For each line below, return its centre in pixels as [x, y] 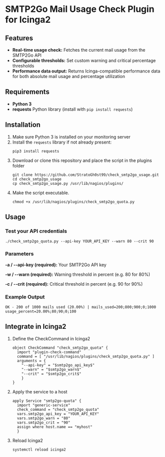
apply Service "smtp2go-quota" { [47, 401]
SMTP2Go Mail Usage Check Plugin [80, 9]
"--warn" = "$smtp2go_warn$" [52, 369]
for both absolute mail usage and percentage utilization [69, 76]
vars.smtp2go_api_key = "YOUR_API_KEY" [58, 414]
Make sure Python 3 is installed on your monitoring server [71, 137]
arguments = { [31, 361]
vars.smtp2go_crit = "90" [44, 422]
